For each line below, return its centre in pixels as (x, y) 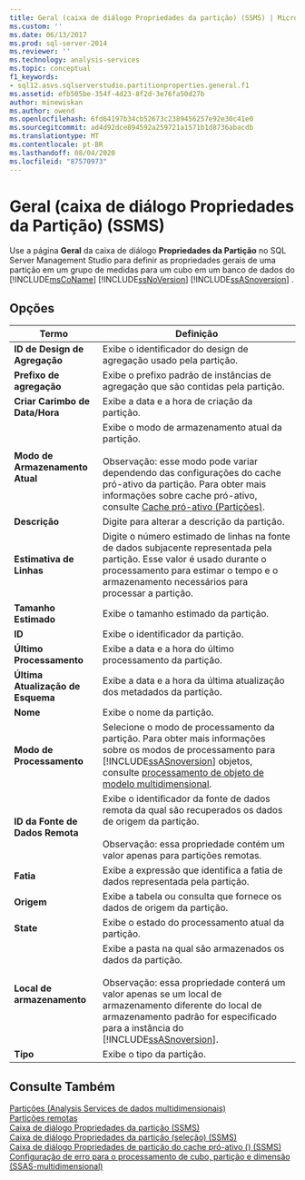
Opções (32, 308)
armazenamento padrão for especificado (190, 1016)
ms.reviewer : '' (40, 52)
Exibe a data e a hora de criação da (178, 402)
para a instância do (143, 1028)
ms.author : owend (42, 111)
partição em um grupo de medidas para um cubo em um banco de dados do (152, 270)
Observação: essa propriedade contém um (194, 844)
